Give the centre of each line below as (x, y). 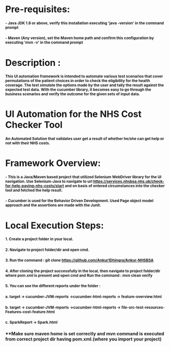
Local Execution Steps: (55, 225)
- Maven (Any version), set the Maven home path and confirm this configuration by (80, 38)
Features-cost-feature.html (30, 312)
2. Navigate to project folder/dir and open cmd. (47, 250)
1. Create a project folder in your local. (39, 239)
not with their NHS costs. (28, 143)
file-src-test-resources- (143, 307)
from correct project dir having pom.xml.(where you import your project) (83, 339)
